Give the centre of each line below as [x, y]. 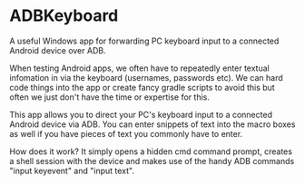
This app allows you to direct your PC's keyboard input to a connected [141, 114]
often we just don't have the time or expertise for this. [110, 97]
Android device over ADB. [58, 50]
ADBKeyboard [64, 16]
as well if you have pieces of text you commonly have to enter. [126, 133]
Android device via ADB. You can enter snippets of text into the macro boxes [152, 124]
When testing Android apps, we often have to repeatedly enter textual [139, 68]
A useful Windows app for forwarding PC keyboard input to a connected [144, 41]
